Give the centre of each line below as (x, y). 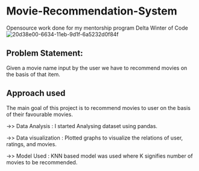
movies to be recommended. (42, 162)
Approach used (36, 93)
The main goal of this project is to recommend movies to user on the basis (99, 108)
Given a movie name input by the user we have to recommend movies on (97, 68)
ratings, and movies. (32, 144)
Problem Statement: (45, 53)
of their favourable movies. (40, 114)
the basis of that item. (33, 74)
